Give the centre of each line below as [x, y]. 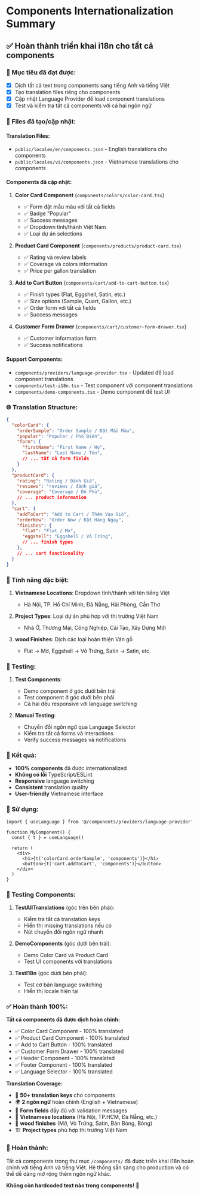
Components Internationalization [90, 11]
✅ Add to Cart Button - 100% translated [63, 1045]
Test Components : [38, 680]
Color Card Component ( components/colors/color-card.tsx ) [90, 195]
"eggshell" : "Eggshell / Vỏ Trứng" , [67, 537]
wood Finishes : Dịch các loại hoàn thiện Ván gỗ [74, 639]
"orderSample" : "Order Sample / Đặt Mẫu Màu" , [76, 431]
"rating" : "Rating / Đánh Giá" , [57, 481]
